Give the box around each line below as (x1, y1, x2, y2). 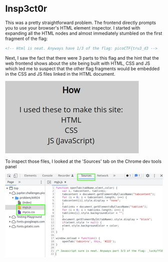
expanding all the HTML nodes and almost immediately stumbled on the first (5, 30, 162, 36)
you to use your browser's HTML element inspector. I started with (5, 25, 140, 31)
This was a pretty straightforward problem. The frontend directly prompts (5, 20, 156, 26)
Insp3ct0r (5, 3, 47, 15)
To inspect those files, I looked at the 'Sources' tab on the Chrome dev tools (5, 158, 161, 164)
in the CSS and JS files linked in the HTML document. (5, 71, 115, 77)
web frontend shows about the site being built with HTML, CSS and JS (5, 60, 150, 66)
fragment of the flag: (5, 36, 48, 42)
